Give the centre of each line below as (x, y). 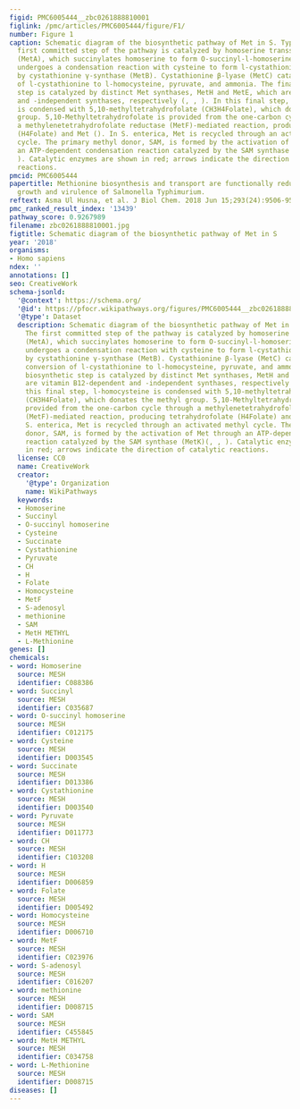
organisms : (29, 250)
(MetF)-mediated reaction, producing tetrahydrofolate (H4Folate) (151, 417)
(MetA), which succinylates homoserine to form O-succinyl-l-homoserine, (157, 59)
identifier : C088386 (55, 682)
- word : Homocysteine (50, 916)
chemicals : (29, 658)
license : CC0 (42, 458)
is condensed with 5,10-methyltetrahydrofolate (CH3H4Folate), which (149, 109)
